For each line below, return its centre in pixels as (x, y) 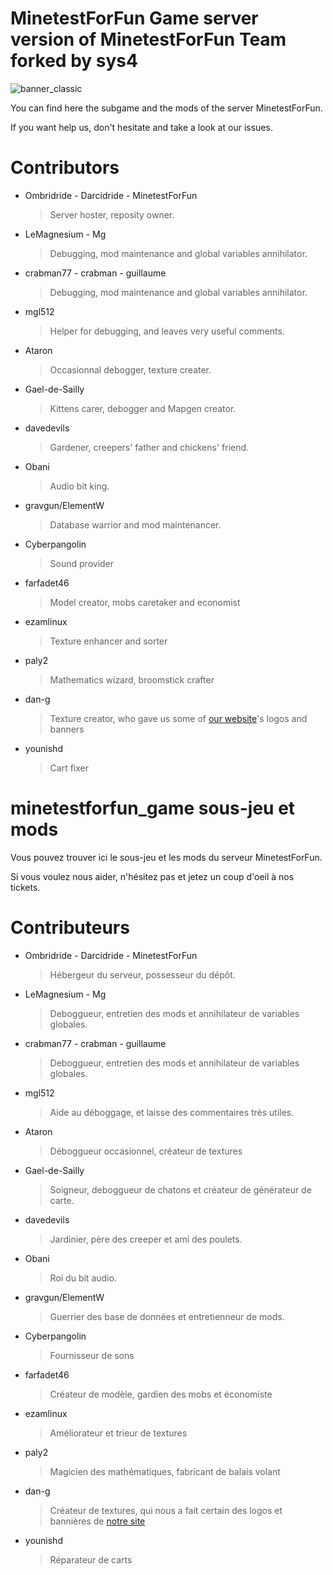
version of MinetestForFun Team (148, 39)
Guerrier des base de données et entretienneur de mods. (167, 1316)
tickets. (25, 887)
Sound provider (82, 563)
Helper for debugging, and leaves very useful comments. (167, 331)
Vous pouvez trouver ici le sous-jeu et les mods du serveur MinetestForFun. (166, 857)
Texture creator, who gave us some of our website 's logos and (178, 718)
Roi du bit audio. (83, 1278)
